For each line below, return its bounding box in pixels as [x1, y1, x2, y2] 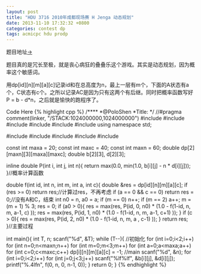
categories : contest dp [6, 25, 66, 32]
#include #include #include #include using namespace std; [6, 121, 152, 128]
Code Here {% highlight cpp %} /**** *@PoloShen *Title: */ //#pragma [6, 109, 182, 116]
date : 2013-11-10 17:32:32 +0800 [6, 20, 90, 26]
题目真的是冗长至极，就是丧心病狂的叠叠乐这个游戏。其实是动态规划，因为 [6, 61, 190, 68]
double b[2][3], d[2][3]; [68, 150, 126, 158]
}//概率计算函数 [6, 169, 44, 177]
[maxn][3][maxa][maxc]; [6, 150, 67, 158]
